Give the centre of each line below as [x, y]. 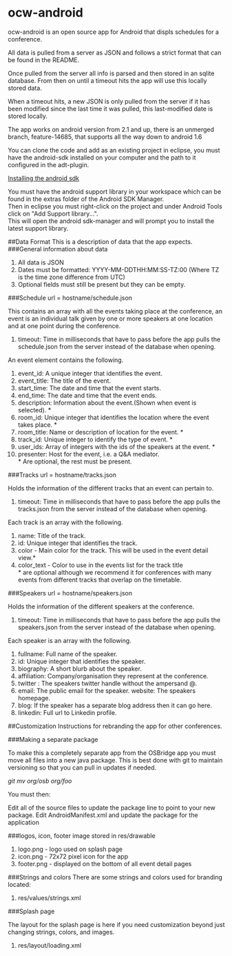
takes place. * [38, 424]
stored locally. [28, 116]
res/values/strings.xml [49, 898]
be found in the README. [44, 59]
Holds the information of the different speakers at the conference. [101, 606]
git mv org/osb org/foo [40, 781]
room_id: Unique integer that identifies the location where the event [113, 417]
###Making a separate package [53, 739]
